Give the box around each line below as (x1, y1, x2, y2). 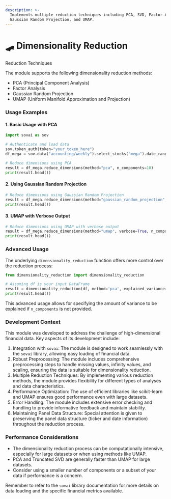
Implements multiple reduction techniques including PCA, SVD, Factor (10, 12, 163, 17)
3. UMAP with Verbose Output (5, 212, 70, 219)
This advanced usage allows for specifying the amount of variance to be (5, 300, 157, 307)
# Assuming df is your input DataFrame (5, 282, 90, 287)
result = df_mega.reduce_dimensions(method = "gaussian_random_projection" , (5, 197, 167, 202)
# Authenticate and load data (5, 142, 70, 147)
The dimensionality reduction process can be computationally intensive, (12, 445, 164, 451)
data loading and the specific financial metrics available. (5, 487, 123, 494)
